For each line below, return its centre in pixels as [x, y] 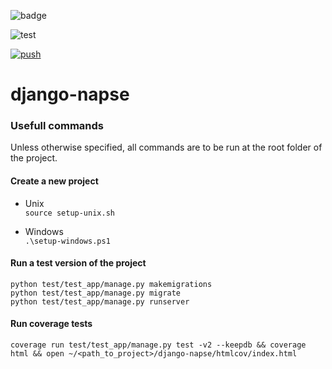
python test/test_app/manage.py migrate [96, 293]
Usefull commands [57, 126]
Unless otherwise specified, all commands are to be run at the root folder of [166, 147]
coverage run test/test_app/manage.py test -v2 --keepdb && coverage [158, 345]
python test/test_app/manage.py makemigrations [111, 284]
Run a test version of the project [78, 263]
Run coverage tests [51, 324]
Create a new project [54, 181]
